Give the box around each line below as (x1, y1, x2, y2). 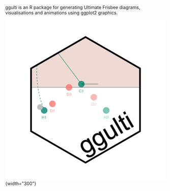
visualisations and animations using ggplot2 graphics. (5, 10, 118, 16)
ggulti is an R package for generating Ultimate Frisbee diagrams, (5, 5, 140, 10)
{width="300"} (5, 180, 37, 186)
